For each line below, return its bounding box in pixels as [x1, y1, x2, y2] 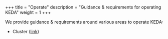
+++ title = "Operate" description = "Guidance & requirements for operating [5, 4, 161, 10]
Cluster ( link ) [12, 29, 39, 34]
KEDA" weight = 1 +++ [5, 9, 51, 15]
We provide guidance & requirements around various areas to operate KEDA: [5, 19, 163, 25]
